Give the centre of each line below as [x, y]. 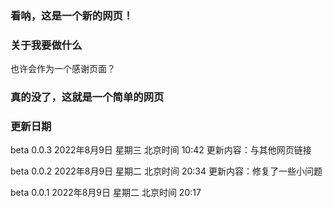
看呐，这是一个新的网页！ [72, 15]
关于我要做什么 [46, 45]
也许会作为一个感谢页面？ [63, 69]
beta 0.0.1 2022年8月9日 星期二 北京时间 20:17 [106, 193]
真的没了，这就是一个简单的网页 [87, 97]
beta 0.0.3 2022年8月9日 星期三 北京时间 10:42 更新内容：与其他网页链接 [161, 150]
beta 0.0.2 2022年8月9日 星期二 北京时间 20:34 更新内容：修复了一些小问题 [166, 171]
